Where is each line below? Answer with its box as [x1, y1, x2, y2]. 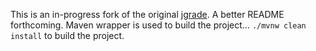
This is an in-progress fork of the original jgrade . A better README [10, 9, 285, 20]
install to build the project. [10, 30, 125, 41]
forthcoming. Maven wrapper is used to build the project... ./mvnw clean [10, 19, 307, 31]
